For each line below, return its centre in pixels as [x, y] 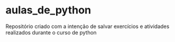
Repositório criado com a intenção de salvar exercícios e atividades [87, 26]
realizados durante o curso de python [51, 32]
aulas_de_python [48, 10]
